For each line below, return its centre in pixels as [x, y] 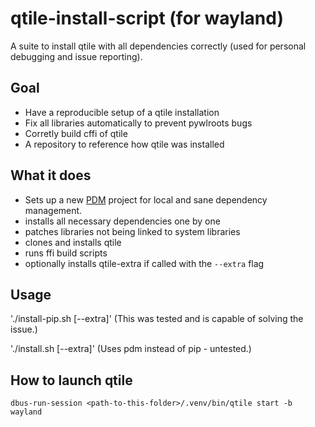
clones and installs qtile [73, 242]
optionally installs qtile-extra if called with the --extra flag [144, 263]
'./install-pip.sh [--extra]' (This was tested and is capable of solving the [157, 319]
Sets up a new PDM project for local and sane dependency [146, 199]
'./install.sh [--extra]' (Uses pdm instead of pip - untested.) [131, 349]
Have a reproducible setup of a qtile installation [122, 112]
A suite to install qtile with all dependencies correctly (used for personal [158, 46]
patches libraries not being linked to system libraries [132, 231]
